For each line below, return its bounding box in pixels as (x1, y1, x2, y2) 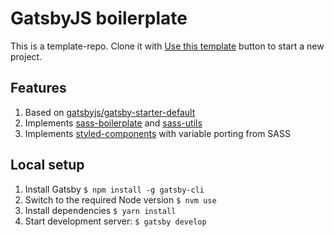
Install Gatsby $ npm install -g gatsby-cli (24, 183, 205, 195)
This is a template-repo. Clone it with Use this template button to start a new (10, 40, 325, 52)
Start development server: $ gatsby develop (24, 215, 207, 227)
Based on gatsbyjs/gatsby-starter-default (24, 106, 196, 118)
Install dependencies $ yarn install (24, 204, 177, 216)
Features (10, 80, 67, 97)
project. (10, 50, 43, 62)
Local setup (10, 157, 85, 174)
